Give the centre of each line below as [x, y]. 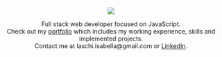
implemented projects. [111, 38]
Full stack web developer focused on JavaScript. [111, 24]
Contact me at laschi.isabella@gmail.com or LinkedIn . [111, 46]
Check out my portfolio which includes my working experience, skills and [111, 31]
